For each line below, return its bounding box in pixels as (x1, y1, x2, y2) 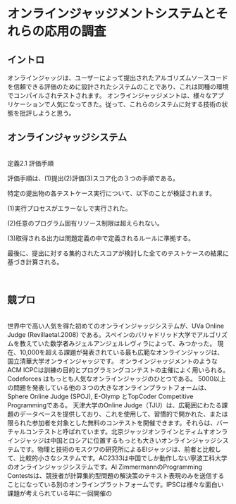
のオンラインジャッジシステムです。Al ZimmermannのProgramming (7, 462, 203, 471)
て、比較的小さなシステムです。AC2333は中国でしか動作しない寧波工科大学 (7, 453, 228, 462)
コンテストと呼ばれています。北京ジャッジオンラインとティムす (25, 427, 210, 436)
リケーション (7, 100, 44, 109)
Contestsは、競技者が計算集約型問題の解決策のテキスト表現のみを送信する (7, 471, 225, 479)
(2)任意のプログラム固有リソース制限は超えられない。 (7, 219, 163, 227)
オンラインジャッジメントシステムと (7, 6, 216, 22)
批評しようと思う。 (19, 109, 75, 117)
